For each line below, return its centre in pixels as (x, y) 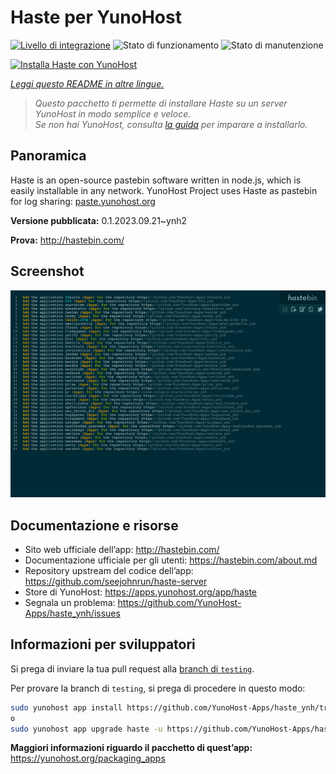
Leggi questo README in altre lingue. (87, 83)
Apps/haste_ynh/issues (72, 613)
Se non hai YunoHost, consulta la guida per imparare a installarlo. (171, 124)
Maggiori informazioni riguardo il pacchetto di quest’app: (131, 748)
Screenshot (47, 271)
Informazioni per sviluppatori (103, 644)
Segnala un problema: (70, 602)
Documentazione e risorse (94, 525)
